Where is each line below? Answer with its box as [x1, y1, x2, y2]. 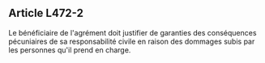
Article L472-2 [8, 6, 83, 20]
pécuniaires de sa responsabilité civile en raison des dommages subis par [8, 36, 255, 46]
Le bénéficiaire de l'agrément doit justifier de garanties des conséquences [8, 27, 257, 37]
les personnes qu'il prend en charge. [8, 44, 131, 55]
